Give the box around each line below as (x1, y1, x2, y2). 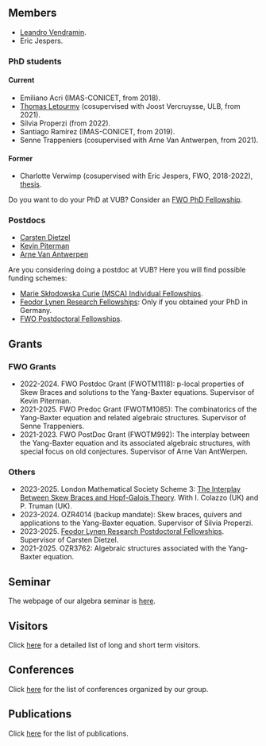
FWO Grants (8, 361, 57, 372)
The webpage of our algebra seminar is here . (8, 596, 156, 606)
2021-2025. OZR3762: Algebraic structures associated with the (19, 543, 227, 553)
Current (8, 75, 35, 85)
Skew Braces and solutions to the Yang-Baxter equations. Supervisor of (19, 388, 255, 397)
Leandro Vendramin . (19, 27, 87, 37)
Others (8, 466, 36, 477)
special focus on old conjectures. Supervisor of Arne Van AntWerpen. (19, 446, 248, 456)
